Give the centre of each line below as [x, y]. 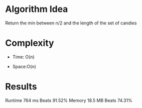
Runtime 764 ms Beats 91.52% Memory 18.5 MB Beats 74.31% [69, 100]
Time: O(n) [23, 57]
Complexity [30, 43]
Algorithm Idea [37, 9]
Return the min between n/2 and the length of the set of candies [71, 23]
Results [21, 87]
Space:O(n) [24, 66]
